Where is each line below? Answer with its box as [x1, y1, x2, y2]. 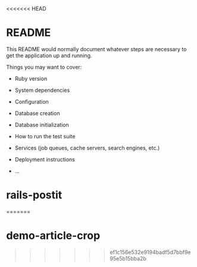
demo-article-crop [6, 229, 101, 243]
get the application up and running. [6, 52, 92, 59]
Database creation [14, 110, 61, 117]
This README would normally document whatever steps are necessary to [6, 45, 187, 52]
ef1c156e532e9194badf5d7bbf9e [110, 249, 192, 256]
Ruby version [14, 74, 48, 82]
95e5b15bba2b [110, 254, 147, 262]
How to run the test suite [14, 132, 76, 139]
